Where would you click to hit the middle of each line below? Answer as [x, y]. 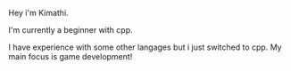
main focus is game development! [71, 56]
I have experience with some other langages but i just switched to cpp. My [145, 47]
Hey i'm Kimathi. [38, 13]
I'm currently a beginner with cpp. [71, 30]
